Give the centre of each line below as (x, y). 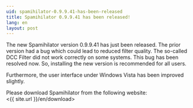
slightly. (16, 81)
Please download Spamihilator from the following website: (77, 93)
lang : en (17, 22)
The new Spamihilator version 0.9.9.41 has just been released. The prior (94, 45)
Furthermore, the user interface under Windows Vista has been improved (95, 75)
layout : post (22, 28)
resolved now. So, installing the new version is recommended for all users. (97, 64)
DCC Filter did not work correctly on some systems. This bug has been (92, 57)
